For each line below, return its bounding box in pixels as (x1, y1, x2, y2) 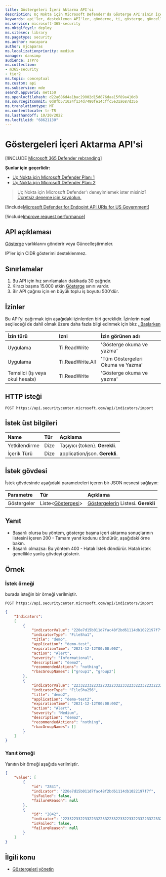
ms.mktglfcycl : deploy (5, 26, 52, 31)
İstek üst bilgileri (5, 419, 58, 427)
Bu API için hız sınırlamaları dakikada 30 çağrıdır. (12, 278, 112, 284)
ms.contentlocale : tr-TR (5, 108, 56, 114)
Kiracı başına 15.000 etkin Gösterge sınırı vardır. (12, 283, 110, 289)
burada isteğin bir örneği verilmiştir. (5, 591, 78, 597)
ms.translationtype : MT (5, 104, 54, 109)
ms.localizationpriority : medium (5, 48, 74, 53)
